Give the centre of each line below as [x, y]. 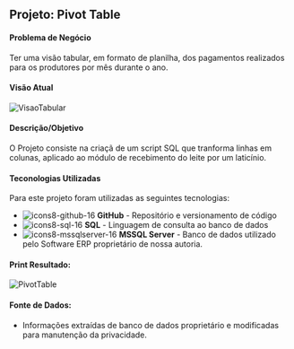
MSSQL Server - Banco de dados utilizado [197, 235]
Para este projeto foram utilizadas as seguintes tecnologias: [120, 198]
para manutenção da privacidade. [85, 335]
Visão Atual [31, 88]
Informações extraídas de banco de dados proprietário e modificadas [151, 325]
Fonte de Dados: [40, 305]
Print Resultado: [40, 265]
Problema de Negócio [50, 37]
